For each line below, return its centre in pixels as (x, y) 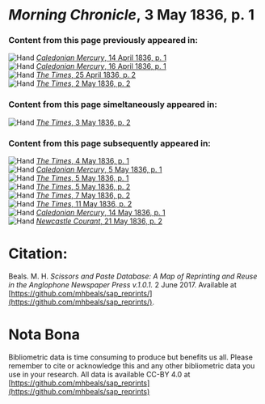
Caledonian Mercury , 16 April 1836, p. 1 (101, 66)
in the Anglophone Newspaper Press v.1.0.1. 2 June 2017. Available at (122, 285)
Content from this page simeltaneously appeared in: (113, 104)
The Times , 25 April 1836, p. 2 (86, 75)
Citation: (38, 254)
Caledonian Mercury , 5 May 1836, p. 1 (99, 170)
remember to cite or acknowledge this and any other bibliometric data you (132, 365)
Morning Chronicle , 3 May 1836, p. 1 (131, 15)
